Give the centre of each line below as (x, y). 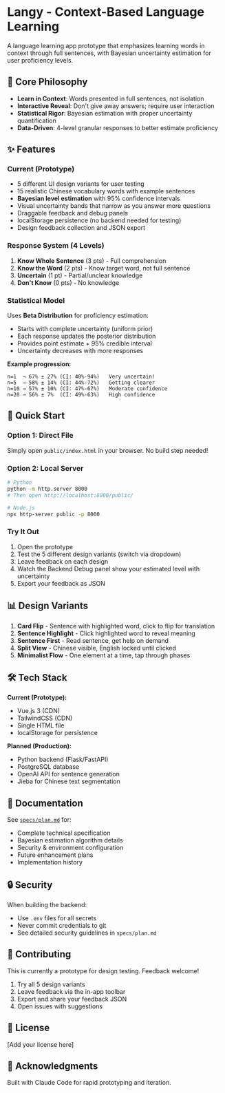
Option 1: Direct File (40, 436)
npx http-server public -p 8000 (53, 514)
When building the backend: (47, 904)
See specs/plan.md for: (39, 820)
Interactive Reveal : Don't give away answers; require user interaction (116, 106)
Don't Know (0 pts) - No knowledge (68, 282)
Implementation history (50, 862)
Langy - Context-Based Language (106, 12)
